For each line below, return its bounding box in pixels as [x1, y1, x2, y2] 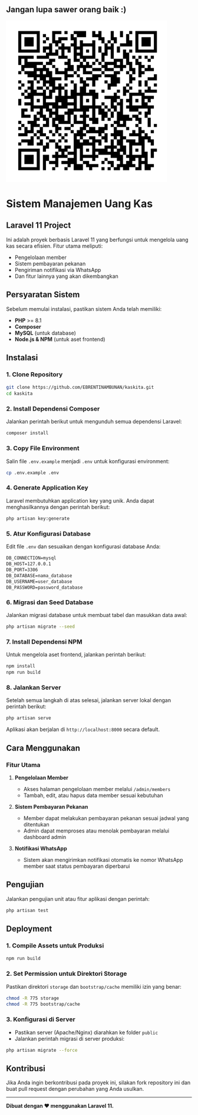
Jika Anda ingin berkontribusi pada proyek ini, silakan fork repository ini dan [6, 1079, 191, 1086]
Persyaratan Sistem [6, 290, 80, 300]
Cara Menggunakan [6, 743, 81, 753]
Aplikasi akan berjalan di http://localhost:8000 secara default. [6, 726, 160, 733]
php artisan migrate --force [6, 1047, 78, 1053]
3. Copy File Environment [6, 444, 80, 452]
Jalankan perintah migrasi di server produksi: [14, 1035, 125, 1042]
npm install [6, 663, 35, 669]
